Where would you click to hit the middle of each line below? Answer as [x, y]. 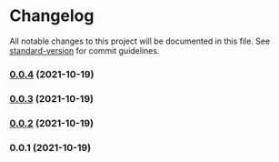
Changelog [52, 16]
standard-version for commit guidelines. [85, 50]
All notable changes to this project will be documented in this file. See [140, 41]
